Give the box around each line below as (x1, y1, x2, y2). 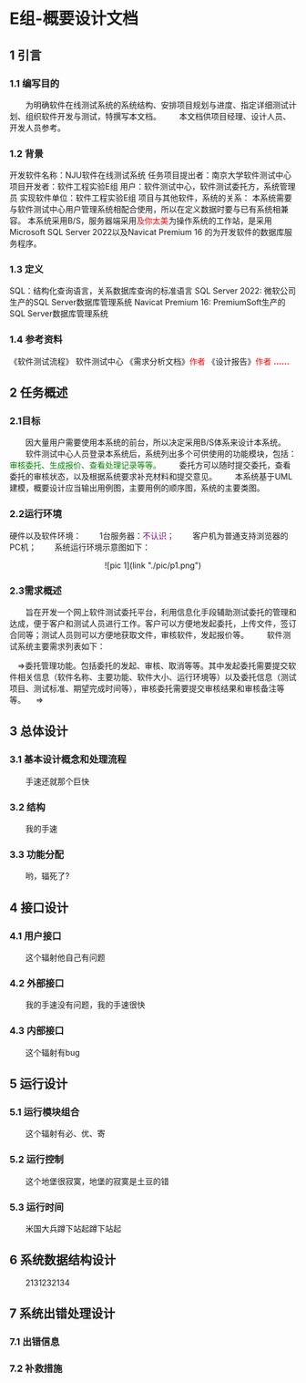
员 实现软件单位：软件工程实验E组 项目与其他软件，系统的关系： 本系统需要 (9, 192, 293, 203)
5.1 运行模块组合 (9, 1105, 80, 1118)
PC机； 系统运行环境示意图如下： (9, 542, 151, 552)
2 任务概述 (9, 385, 68, 401)
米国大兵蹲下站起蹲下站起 (25, 1223, 121, 1233)
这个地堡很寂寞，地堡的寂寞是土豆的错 (25, 1175, 169, 1186)
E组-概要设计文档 (9, 8, 139, 29)
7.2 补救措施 (9, 1362, 63, 1375)
